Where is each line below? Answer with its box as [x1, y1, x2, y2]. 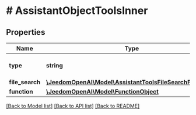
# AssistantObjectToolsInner [6, 4, 148, 17]
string [45, 62, 63, 69]
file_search [9, 78, 41, 86]
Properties [6, 27, 45, 37]
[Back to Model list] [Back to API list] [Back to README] [6, 103, 140, 109]
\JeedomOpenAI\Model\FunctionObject [45, 88, 159, 95]
